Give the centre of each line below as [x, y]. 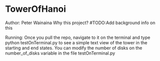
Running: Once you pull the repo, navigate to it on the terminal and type [78, 37]
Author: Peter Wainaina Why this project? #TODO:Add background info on [80, 23]
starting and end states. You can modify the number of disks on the [74, 48]
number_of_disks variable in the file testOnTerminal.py [60, 53]
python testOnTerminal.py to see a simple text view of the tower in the [76, 42]
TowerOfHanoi [36, 9]
